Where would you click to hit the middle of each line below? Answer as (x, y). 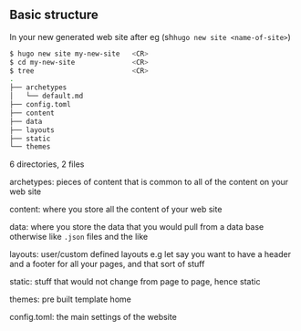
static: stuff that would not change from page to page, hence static (135, 282)
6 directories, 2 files (47, 164)
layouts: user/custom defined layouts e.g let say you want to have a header (150, 254)
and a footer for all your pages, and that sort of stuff (107, 264)
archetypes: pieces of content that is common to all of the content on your (149, 182)
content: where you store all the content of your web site (116, 210)
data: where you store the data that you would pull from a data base (137, 227)
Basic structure (54, 15)
